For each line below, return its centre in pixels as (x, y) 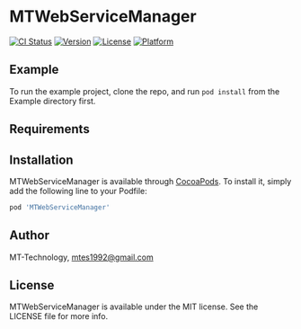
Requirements (49, 129)
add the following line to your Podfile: (79, 191)
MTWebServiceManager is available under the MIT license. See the (134, 307)
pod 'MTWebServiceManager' (60, 207)
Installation (41, 160)
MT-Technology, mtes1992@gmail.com (82, 257)
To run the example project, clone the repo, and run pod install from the (145, 91)
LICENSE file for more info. (59, 316)
